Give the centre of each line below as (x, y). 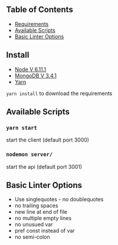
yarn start (22, 128)
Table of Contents (40, 10)
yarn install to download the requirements (59, 93)
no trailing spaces (36, 205)
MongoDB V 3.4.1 (36, 76)
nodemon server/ (29, 155)
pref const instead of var (45, 231)
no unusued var (34, 224)
